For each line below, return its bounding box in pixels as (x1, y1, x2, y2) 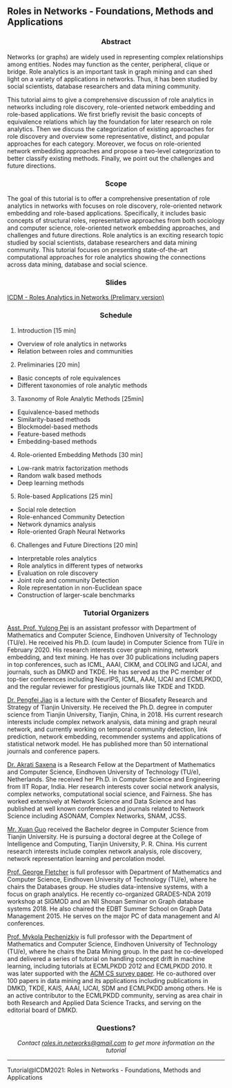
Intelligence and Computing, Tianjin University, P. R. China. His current (7, 839, 207, 848)
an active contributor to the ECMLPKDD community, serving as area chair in (7, 991, 223, 1000)
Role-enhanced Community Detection (17, 512, 125, 521)
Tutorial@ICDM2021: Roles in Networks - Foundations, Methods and (7, 1066, 202, 1074)
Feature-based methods (17, 429, 86, 438)
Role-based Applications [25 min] (17, 492, 113, 500)
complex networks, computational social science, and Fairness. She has (7, 790, 213, 798)
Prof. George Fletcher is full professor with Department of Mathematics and (7, 868, 222, 876)
